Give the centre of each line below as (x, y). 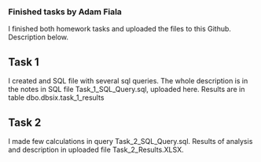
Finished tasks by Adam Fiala (65, 12)
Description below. (39, 37)
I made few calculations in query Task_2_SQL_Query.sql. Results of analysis (130, 141)
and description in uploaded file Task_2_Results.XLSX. (96, 149)
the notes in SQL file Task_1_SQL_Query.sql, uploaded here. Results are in (127, 90)
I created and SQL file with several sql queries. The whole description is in (128, 81)
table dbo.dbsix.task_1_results (56, 98)
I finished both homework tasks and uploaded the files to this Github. (120, 29)
